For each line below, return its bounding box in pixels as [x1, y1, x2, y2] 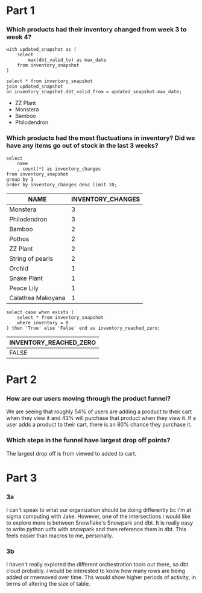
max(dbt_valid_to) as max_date [28, 57, 107, 64]
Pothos [9, 234, 30, 243]
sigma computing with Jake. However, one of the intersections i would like [6, 513, 191, 520]
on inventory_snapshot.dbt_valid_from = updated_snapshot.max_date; [6, 89, 182, 95]
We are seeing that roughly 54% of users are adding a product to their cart [6, 408, 192, 415]
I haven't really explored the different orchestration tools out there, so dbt [6, 561, 189, 568]
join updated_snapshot [6, 84, 63, 90]
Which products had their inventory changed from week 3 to [6, 25, 187, 34]
